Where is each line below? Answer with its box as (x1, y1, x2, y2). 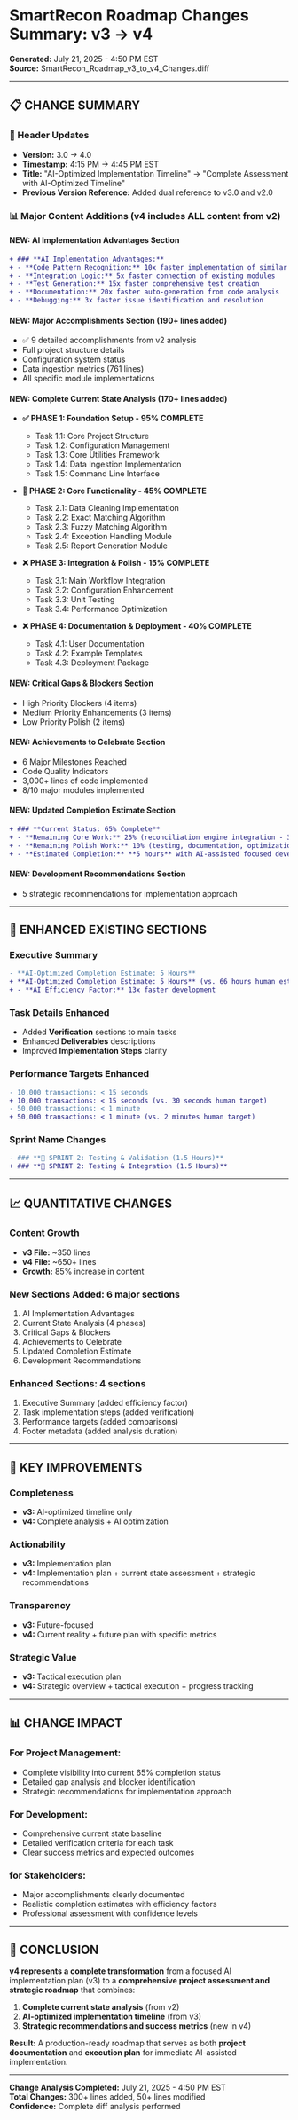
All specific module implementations (21, 373, 155, 384)
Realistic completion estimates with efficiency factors (21, 1899, 217, 1910)
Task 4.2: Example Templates (35, 648, 144, 659)
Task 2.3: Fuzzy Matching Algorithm (35, 522, 167, 532)
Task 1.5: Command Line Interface (35, 468, 160, 479)
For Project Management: (9, 1747, 122, 1759)
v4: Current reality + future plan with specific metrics (21, 1629, 217, 1639)
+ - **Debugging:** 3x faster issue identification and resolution (9, 296, 264, 305)
